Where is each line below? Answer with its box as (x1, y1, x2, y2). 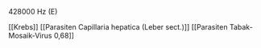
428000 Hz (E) (8, 7, 58, 16)
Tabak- (229, 22, 254, 31)
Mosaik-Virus (8, 31, 52, 40)
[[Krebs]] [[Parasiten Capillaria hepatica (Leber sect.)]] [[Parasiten (8, 22, 228, 31)
